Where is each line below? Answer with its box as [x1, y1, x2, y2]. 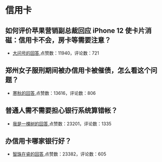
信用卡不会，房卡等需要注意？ [18, 36, 111, 44]
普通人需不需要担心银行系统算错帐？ [5, 106, 118, 115]
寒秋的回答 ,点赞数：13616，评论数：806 [12, 90, 96, 96]
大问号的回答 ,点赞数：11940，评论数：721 [12, 50, 99, 56]
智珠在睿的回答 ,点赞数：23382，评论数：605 [12, 151, 107, 157]
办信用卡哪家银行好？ [5, 137, 71, 145]
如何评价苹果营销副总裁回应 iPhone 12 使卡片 [5, 26, 145, 35]
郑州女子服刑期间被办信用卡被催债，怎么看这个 [5, 66, 151, 75]
